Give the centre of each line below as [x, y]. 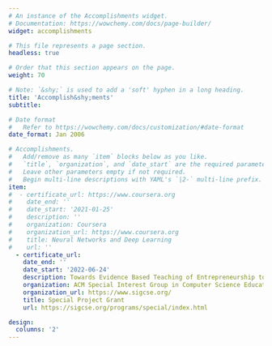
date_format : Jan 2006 [47, 135]
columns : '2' [38, 330]
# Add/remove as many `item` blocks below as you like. [108, 157]
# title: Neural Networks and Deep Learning [90, 240]
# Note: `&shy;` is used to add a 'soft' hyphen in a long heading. [126, 90]
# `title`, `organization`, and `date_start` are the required [121, 164]
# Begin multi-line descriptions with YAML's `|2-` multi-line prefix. [136, 179]
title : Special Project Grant [74, 300]
